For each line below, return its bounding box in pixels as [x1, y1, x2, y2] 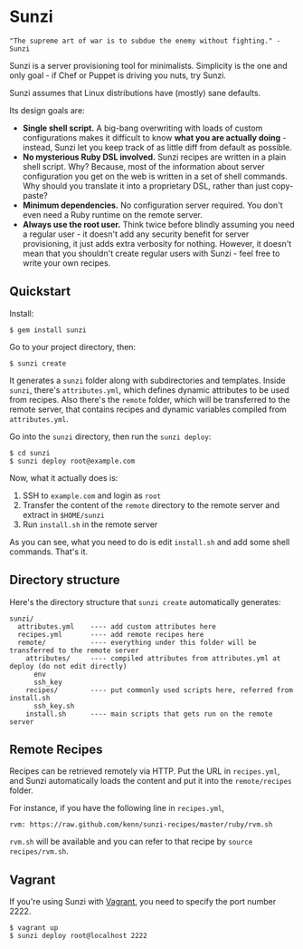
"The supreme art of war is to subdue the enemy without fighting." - [9, 36, 281, 45]
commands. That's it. [9, 546, 89, 557]
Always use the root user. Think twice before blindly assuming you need [22, 219, 296, 230]
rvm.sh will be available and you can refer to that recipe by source [9, 836, 253, 847]
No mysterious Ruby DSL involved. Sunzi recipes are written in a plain [22, 152, 287, 162]
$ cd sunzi [9, 448, 51, 457]
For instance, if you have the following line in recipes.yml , [9, 803, 224, 814]
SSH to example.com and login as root [22, 490, 162, 501]
